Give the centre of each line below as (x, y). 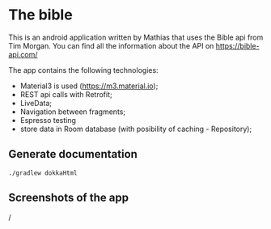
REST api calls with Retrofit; (66, 94)
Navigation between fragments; (73, 112)
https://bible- (238, 45)
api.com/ (23, 54)
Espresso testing (48, 120)
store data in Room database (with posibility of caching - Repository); (136, 129)
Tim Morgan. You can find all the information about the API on (111, 45)
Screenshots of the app (69, 198)
